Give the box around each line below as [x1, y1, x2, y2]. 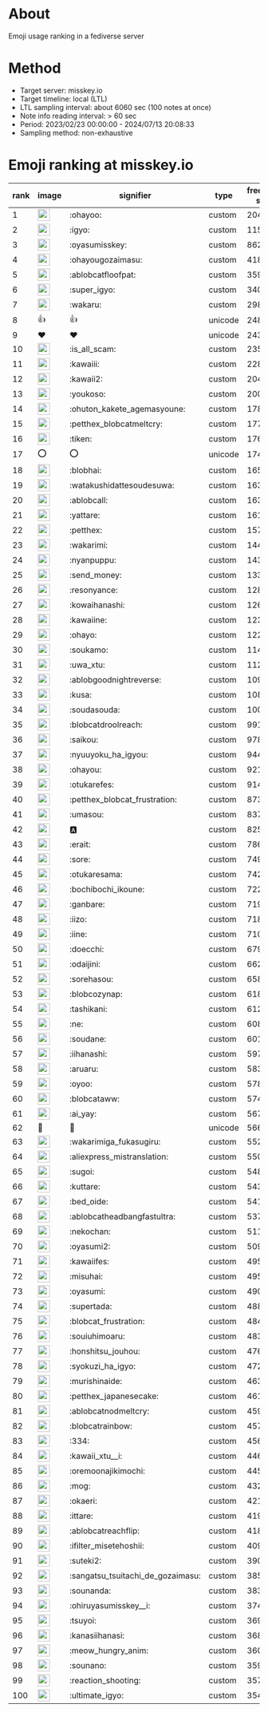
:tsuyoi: [69, 1615, 97, 1626]
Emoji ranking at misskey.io [8, 156, 194, 174]
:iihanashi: [69, 1048, 108, 1059]
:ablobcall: [69, 494, 108, 505]
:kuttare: [69, 1180, 101, 1192]
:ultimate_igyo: [69, 1690, 124, 1701]
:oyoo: [69, 1078, 93, 1089]
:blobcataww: [69, 1093, 120, 1104]
